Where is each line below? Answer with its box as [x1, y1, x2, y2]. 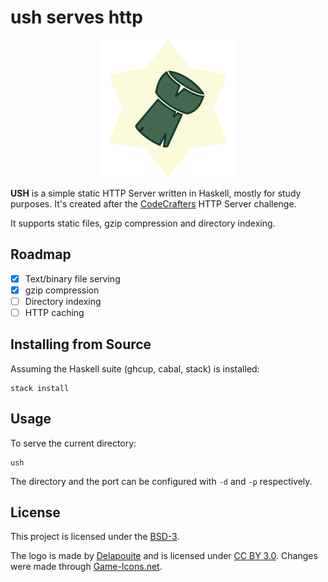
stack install [10, 383, 70, 393]
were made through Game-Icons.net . [10, 561, 163, 573]
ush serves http [10, 6, 143, 29]
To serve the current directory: [10, 437, 137, 449]
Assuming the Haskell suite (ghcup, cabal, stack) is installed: [10, 362, 260, 375]
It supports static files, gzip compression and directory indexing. [10, 217, 276, 229]
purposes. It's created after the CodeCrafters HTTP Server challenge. [10, 197, 297, 210]
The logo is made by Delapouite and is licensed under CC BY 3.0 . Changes [10, 550, 318, 562]
